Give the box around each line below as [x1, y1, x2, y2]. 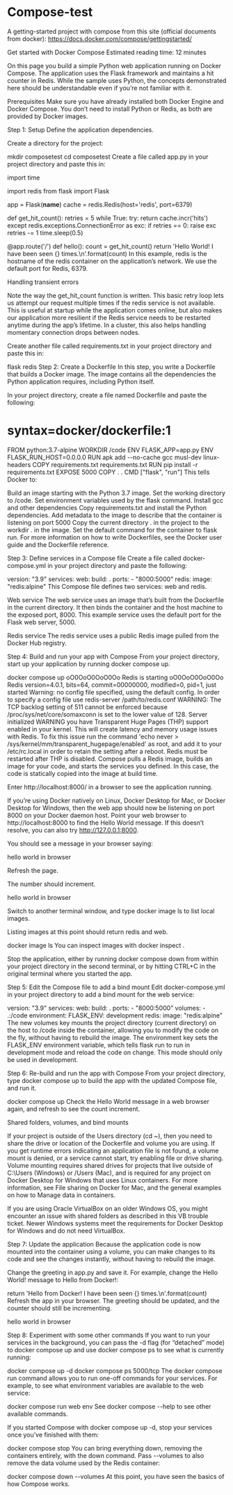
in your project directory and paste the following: [47, 561, 188, 569]
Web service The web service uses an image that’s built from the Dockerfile [7, 596, 225, 604]
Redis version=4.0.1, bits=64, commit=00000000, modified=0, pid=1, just [7, 680, 217, 689]
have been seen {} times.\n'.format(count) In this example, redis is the [7, 249, 207, 258]
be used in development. [7, 1055, 79, 1063]
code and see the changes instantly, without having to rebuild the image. [7, 1254, 216, 1263]
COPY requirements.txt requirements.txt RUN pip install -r [32, 460, 198, 468]
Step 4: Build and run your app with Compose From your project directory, [7, 652, 220, 661]
